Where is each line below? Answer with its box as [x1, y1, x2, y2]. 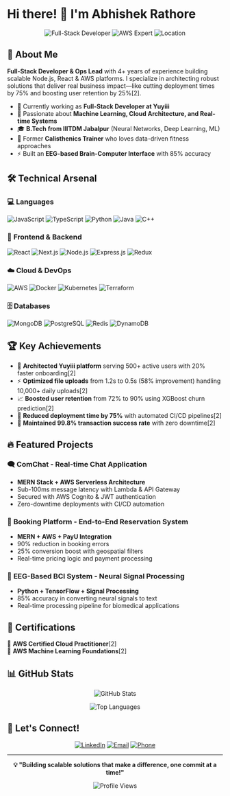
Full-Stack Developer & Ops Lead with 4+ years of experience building [7, 67, 208, 75]
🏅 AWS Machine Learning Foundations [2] [7, 647, 127, 655]
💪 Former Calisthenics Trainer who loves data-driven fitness [16, 134, 190, 143]
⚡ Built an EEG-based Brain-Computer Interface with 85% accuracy [16, 149, 211, 157]
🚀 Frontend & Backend [7, 233, 82, 242]
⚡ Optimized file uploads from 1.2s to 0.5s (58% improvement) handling [16, 377, 221, 385]
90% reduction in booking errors [16, 540, 110, 548]
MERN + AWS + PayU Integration [16, 532, 112, 541]
